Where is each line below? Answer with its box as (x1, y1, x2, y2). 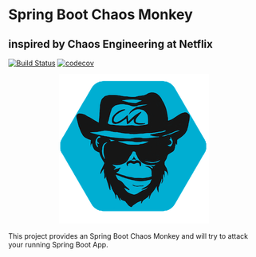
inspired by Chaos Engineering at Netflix (8, 37, 213, 51)
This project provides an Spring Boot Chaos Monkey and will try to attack (8, 232, 249, 240)
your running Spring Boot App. (8, 240, 109, 249)
